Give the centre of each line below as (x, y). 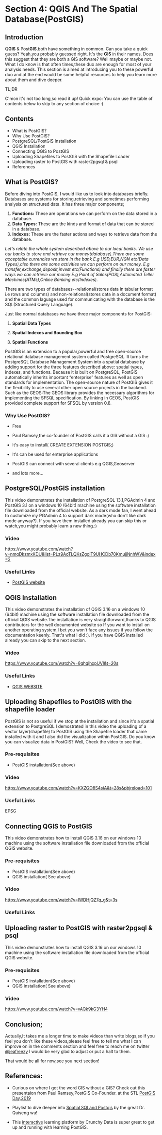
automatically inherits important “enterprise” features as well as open (74, 377)
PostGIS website (28, 582)
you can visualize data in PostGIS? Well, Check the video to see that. (73, 741)
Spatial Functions (30, 342)
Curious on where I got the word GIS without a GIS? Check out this (79, 1087)
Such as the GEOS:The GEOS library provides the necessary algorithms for (80, 393)
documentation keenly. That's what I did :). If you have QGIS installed (74, 635)
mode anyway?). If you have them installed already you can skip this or (76, 521)
